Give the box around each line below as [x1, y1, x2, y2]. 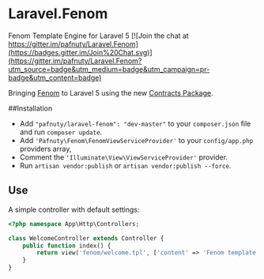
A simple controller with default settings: [8, 205, 140, 214]
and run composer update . [19, 127, 103, 137]
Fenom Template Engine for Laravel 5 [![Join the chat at [8, 31, 190, 40]
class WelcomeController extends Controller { [8, 234, 164, 242]
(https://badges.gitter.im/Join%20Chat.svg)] [8, 47, 153, 57]
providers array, [19, 144, 72, 153]
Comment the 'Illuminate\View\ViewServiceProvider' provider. [19, 152, 228, 162]
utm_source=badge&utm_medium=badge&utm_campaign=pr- [8, 64, 210, 74]
